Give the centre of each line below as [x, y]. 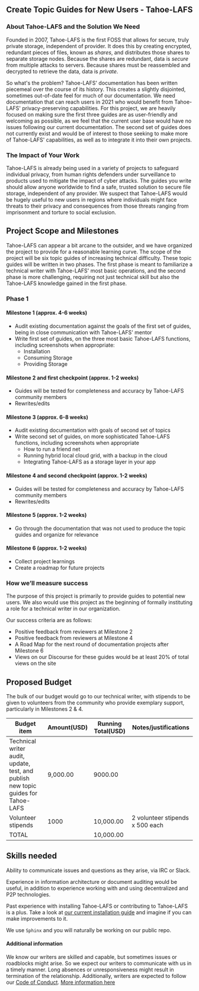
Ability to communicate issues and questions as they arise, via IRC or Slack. [98, 870]
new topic [23, 786]
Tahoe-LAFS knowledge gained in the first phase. [67, 283]
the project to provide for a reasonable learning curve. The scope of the [94, 252]
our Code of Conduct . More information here [61, 982]
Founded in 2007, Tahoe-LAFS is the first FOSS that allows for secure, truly [98, 40]
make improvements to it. [37, 918]
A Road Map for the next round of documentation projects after [92, 644]
